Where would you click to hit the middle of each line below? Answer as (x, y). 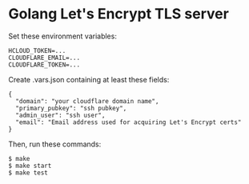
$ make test (28, 173)
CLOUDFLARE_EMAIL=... (44, 58)
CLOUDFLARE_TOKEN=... (44, 65)
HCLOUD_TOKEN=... (37, 50)
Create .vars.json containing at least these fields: (89, 79)
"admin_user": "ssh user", (60, 115)
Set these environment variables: (63, 36)
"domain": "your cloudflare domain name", (87, 101)
